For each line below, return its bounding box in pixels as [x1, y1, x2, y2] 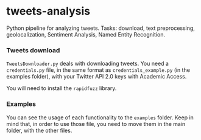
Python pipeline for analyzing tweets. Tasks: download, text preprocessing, [6, 24, 195, 32]
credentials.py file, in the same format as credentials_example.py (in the [6, 66, 191, 74]
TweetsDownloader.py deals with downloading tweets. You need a [6, 60, 169, 68]
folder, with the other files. [6, 127, 72, 134]
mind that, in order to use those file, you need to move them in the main [6, 120, 186, 127]
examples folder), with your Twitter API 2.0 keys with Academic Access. [6, 73, 187, 80]
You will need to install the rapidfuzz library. [6, 85, 117, 92]
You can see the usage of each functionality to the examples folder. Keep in [6, 114, 194, 121]
